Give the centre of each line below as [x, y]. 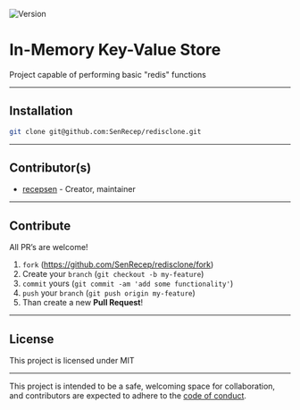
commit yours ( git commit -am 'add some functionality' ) [128, 284]
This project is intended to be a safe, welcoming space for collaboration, [142, 386]
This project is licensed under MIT [72, 361]
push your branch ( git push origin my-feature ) [109, 293]
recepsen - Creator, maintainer [79, 189]
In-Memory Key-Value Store [115, 50]
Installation [41, 111]
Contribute [40, 226]
